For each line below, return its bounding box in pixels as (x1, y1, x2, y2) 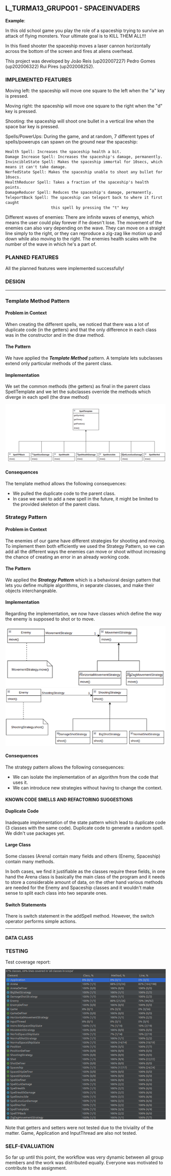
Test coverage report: (5, 959, 51, 965)
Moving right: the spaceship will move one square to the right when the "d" (5, 103, 163, 109)
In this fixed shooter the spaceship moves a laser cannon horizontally (5, 43, 151, 49)
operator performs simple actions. (5, 918, 77, 925)
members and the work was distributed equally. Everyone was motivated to (5, 1160, 163, 1166)
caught (5, 200, 19, 205)
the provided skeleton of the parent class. (12, 501, 100, 507)
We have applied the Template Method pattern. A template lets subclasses (5, 355, 163, 361)
